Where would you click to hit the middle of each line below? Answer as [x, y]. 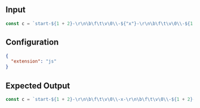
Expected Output [38, 86]
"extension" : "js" [34, 61]
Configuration [32, 42]
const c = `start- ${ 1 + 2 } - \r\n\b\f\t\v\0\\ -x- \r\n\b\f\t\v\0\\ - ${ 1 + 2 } [99, 99]
